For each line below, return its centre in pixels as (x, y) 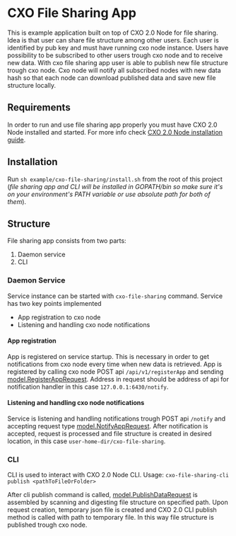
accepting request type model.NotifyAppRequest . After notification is (108, 426)
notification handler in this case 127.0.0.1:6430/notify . (88, 387)
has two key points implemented (54, 303)
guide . (17, 139)
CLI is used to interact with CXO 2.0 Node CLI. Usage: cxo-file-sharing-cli (118, 475)
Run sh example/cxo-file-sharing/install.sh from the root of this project (115, 179)
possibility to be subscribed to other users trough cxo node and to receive (115, 55)
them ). (17, 201)
